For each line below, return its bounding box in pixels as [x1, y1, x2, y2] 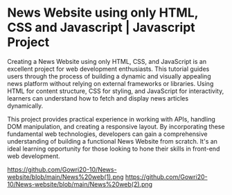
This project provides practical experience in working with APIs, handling [7, 115, 216, 123]
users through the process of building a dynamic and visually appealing [7, 71, 211, 80]
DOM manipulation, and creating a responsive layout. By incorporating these [7, 122, 225, 130]
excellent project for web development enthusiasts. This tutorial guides [7, 65, 210, 73]
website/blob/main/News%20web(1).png [7, 172, 124, 181]
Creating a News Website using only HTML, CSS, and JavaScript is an [7, 57, 206, 65]
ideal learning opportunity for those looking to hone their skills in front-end [7, 144, 220, 153]
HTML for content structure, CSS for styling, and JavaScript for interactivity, [7, 87, 224, 95]
